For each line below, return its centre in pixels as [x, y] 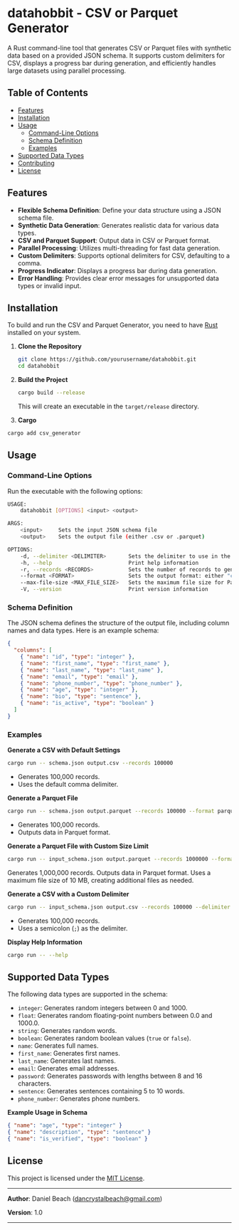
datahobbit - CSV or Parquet [93, 13]
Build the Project [43, 380]
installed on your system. [44, 333]
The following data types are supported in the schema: [88, 995]
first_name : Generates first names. [69, 1054]
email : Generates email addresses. [68, 1069]
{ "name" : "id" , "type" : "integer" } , [78, 657]
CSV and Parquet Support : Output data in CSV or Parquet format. [114, 240]
